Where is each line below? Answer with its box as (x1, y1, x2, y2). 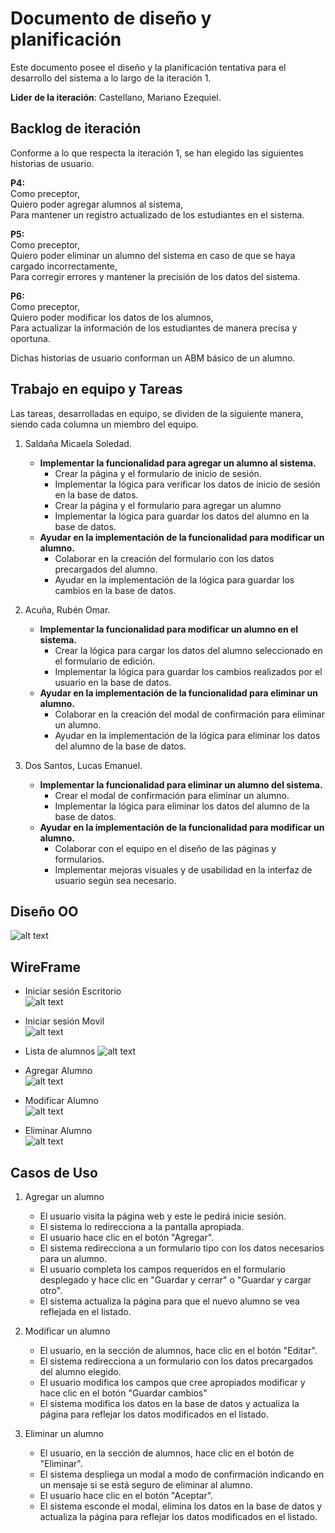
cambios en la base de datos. (54, 584, 177, 596)
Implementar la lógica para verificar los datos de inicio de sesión (54, 478, 321, 490)
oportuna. (10, 332, 51, 344)
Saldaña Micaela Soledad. (24, 437, 132, 449)
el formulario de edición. (54, 655, 156, 667)
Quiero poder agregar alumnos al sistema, (10, 198, 184, 210)
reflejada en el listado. (39, 1306, 132, 1317)
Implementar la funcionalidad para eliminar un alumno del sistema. (39, 778, 323, 791)
